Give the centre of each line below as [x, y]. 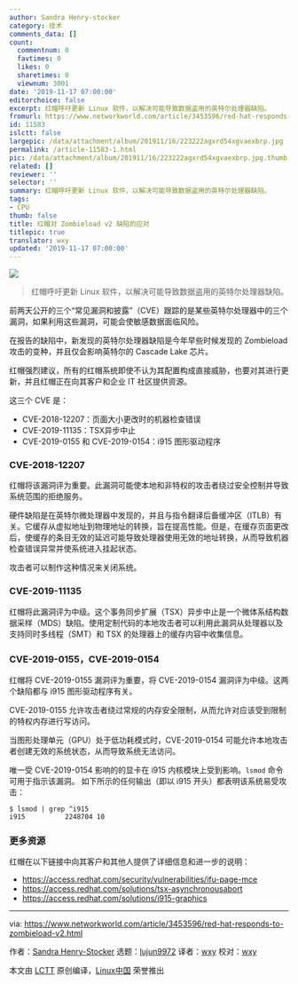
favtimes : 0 [39, 59]
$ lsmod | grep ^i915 [49, 809]
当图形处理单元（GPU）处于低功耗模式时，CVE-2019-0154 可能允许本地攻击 [149, 740]
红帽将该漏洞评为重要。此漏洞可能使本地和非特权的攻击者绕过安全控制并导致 [149, 486]
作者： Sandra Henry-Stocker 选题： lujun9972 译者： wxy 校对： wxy [133, 952]
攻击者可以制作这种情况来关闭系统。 [75, 567]
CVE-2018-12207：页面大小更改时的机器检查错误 [111, 419]
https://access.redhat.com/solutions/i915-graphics [114, 899]
